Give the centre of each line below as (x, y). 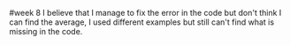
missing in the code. (46, 31)
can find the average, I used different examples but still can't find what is (142, 22)
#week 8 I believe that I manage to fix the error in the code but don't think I (145, 13)
